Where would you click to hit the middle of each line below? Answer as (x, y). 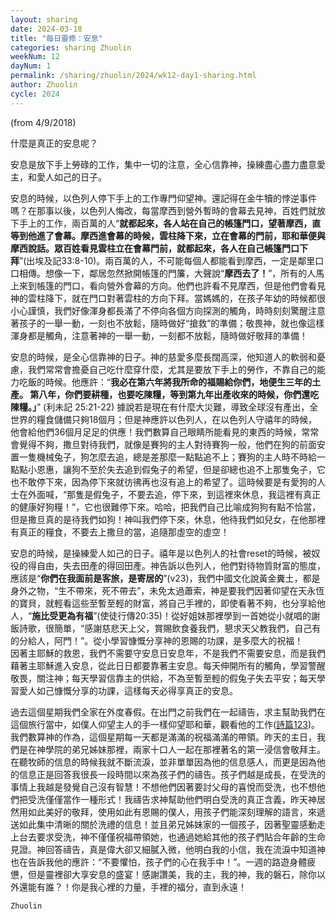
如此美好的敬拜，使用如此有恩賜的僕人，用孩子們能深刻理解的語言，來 (172, 812)
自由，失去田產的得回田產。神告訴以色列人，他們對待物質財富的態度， (181, 565)
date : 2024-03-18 (46, 29)
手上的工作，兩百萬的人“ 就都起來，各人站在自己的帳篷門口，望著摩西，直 (170, 223)
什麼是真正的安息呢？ (54, 143)
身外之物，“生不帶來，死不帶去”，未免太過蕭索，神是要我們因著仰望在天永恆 (167, 590)
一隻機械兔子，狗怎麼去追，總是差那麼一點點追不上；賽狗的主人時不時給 (167, 457)
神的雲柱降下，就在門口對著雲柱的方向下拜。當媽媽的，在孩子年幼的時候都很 (168, 298)
